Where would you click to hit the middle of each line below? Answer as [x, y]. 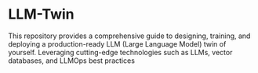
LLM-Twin [41, 14]
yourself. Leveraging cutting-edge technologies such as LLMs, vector [120, 52]
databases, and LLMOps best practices [72, 61]
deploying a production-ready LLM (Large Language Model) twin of [117, 43]
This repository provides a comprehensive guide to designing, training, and [129, 36]
